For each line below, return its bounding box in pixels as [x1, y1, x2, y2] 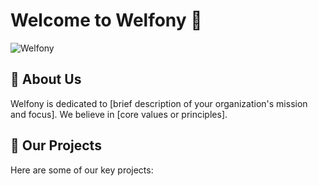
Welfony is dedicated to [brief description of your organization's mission [10, 97, 308, 109]
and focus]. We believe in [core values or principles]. [10, 108, 228, 120]
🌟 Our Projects [10, 137, 102, 154]
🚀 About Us [10, 71, 82, 88]
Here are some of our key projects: [10, 164, 154, 176]
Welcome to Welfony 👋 [10, 9, 203, 32]
